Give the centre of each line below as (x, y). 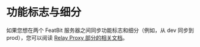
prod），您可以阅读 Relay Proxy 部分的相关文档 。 (67, 37)
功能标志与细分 (44, 12)
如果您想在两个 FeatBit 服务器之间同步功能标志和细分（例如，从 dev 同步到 (100, 30)
